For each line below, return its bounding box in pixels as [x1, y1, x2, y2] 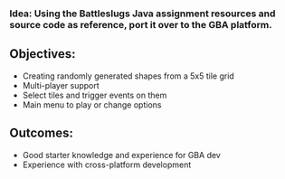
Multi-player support [22, 80, 100, 90]
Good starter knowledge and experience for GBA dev [22, 149, 222, 160]
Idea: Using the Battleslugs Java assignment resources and [9, 7, 276, 20]
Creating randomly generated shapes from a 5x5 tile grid [22, 71, 235, 81]
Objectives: [9, 46, 76, 61]
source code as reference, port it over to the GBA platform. [9, 18, 273, 31]
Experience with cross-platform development [22, 159, 192, 170]
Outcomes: [9, 126, 74, 141]
